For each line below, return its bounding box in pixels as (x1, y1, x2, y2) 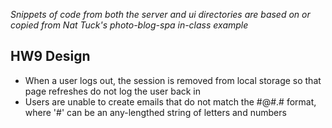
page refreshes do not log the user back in (24, 85, 202, 97)
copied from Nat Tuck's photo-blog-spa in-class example (10, 19, 249, 31)
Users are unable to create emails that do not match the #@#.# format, (24, 95, 317, 108)
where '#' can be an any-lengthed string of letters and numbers (24, 106, 287, 118)
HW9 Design (10, 48, 91, 65)
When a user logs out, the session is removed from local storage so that (24, 74, 322, 86)
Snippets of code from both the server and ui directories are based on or (10, 9, 311, 20)
